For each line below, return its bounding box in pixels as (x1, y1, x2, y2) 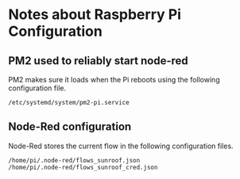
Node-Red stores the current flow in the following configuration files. (8, 141, 234, 150)
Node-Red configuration (8, 120, 132, 134)
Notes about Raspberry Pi (8, 6, 181, 24)
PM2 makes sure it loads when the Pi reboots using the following (8, 75, 220, 84)
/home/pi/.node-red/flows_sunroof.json (8, 156, 141, 164)
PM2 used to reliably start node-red (8, 54, 188, 67)
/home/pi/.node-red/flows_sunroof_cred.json (8, 163, 158, 171)
